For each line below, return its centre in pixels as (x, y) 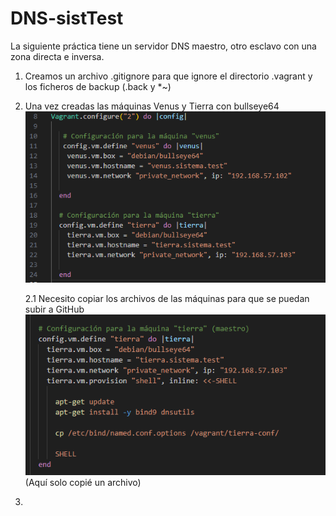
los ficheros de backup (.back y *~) (98, 86)
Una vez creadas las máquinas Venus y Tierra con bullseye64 (152, 106)
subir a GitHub (54, 309)
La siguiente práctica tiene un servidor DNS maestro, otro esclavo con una (163, 46)
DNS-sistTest (67, 18)
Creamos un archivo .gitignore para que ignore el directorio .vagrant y (168, 76)
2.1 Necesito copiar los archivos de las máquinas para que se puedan (167, 299)
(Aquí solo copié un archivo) (83, 482)
